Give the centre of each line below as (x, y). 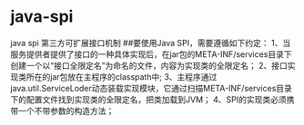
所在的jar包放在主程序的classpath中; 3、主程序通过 (122, 77)
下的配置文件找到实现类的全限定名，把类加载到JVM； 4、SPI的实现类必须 (148, 99)
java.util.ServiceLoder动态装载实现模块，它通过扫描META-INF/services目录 (151, 88)
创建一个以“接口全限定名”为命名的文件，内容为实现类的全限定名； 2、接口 (149, 65)
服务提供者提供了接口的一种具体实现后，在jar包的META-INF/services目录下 (151, 54)
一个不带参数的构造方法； (66, 111)
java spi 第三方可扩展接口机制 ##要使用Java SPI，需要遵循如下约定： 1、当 (151, 43)
